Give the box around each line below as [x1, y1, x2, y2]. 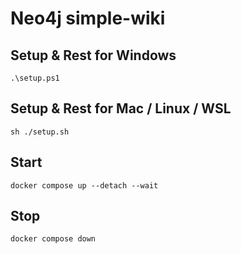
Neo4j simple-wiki [10, 7, 166, 30]
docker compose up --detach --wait [10, 180, 159, 191]
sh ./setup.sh [10, 127, 70, 137]
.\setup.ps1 [10, 73, 60, 83]
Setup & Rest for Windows [10, 47, 177, 64]
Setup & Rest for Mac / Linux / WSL [10, 100, 232, 117]
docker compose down [10, 234, 97, 244]
